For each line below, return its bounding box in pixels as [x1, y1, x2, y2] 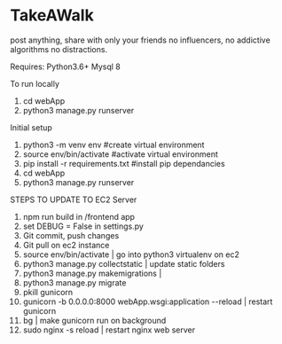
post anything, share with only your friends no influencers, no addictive [10, 35, 271, 45]
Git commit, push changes [22, 230, 120, 240]
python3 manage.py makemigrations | [22, 268, 162, 278]
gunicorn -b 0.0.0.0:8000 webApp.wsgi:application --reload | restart [22, 296, 273, 307]
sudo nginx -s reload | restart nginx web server [22, 324, 196, 335]
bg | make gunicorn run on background [22, 315, 167, 325]
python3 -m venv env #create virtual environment [22, 139, 205, 150]
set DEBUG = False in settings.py [22, 221, 145, 231]
